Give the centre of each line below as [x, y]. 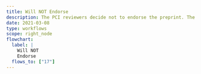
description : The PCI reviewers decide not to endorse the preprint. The [101, 17]
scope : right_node [29, 34]
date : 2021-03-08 [28, 23]
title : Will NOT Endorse [37, 12]
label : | [23, 45]
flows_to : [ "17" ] [33, 61]
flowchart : [20, 39]
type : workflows [26, 28]
